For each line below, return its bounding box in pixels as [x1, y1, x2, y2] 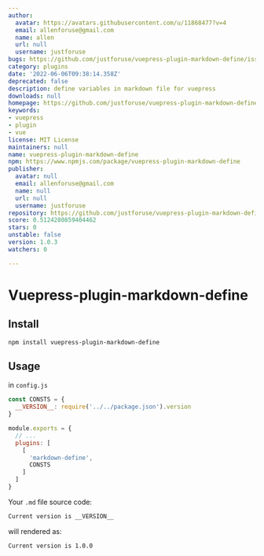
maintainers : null [8, 143, 68, 151]
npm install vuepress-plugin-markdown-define [8, 338, 159, 346]
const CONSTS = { [8, 396, 65, 403]
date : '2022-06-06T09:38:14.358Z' [8, 70, 122, 78]
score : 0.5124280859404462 [8, 216, 97, 224]
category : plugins [8, 63, 68, 71]
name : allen [15, 33, 55, 42]
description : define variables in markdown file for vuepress [8, 84, 216, 93]
